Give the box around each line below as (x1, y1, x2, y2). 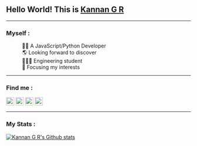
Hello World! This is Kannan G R (6, 5, 124, 15)
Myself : (6, 29, 30, 37)
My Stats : (6, 120, 36, 128)
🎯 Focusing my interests (22, 64, 80, 71)
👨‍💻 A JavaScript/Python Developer (22, 42, 107, 49)
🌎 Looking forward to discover (22, 49, 97, 56)
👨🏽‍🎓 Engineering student (22, 57, 83, 64)
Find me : (6, 84, 33, 92)
